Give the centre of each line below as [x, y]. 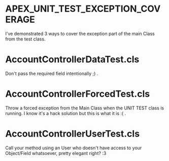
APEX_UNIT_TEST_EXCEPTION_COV [83, 9]
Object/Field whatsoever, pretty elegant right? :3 [56, 153]
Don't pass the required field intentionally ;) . [52, 73]
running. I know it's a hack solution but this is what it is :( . [66, 113]
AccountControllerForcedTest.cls [78, 94]
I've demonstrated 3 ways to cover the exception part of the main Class [80, 33]
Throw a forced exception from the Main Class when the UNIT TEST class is [84, 108]
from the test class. [25, 39]
